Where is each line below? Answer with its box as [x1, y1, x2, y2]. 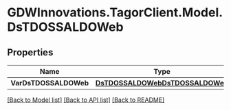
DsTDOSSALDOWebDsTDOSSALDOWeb [95, 79, 229, 87]
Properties [7, 46, 54, 58]
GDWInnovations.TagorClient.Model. [7, 5, 223, 20]
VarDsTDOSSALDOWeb [10, 79, 89, 87]
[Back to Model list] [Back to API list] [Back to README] [7, 96, 165, 104]
